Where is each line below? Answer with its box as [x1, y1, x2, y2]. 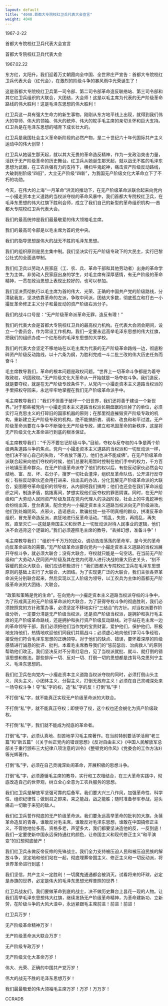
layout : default [5, 7, 39, 12]
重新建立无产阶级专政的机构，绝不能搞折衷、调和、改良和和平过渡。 [13, 416, 154, 422]
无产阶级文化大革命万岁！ [5, 954, 58, 960]
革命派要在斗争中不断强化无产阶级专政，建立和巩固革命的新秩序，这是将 [13, 423, 163, 429]
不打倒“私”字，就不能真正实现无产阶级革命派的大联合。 [5, 694, 119, 700]
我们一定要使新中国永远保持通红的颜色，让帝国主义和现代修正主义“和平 [5, 831, 152, 837]
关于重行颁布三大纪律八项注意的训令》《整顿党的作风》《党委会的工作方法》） [9, 745, 163, 751]
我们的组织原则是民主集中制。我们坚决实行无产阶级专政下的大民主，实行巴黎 [5, 248, 163, 254]
